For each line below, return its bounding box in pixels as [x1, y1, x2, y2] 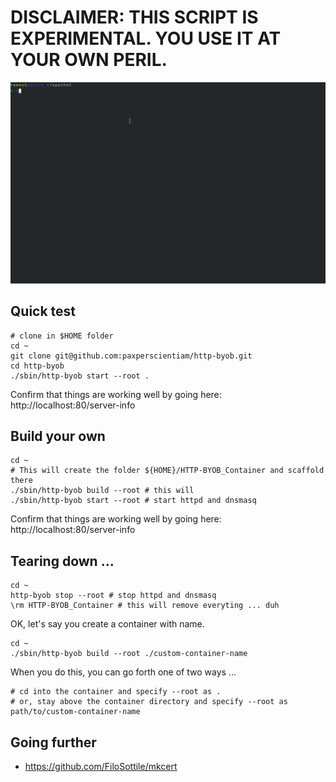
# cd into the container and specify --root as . [10, 687, 222, 697]
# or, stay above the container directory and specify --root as [10, 697, 288, 707]
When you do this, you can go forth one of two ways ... [10, 666, 237, 678]
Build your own [10, 428, 106, 445]
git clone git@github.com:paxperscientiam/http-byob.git [10, 351, 253, 361]
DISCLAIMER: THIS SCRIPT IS [10, 6, 259, 29]
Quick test [10, 303, 77, 320]
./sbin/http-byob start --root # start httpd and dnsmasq [10, 496, 257, 506]
